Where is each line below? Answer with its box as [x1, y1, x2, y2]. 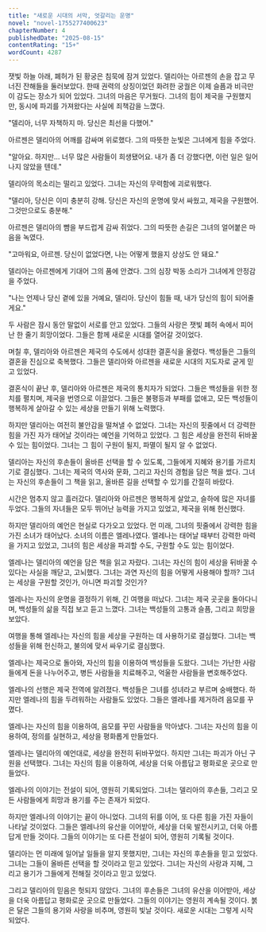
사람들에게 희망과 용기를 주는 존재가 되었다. [16, 795, 151, 804]
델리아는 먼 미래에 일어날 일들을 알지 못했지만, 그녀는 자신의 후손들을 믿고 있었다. [8, 849, 258, 858]
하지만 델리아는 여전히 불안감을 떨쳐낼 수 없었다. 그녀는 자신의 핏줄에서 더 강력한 [8, 421, 256, 429]
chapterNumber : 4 [8, 26, 66, 34]
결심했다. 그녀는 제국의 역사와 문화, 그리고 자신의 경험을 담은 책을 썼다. [22, 467, 241, 476]
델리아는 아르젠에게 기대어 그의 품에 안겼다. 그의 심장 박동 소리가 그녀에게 [8, 266, 235, 275]
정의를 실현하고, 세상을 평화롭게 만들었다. [31, 732, 159, 740]
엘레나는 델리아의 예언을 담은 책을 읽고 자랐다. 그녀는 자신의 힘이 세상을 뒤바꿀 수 [8, 557, 258, 567]
